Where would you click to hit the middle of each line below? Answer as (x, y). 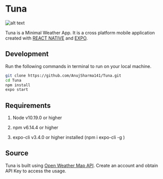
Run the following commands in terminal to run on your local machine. (78, 66)
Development (27, 54)
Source (17, 153)
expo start (17, 90)
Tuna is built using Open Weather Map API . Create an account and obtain (82, 165)
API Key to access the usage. (36, 171)
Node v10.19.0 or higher (37, 118)
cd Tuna (13, 80)
